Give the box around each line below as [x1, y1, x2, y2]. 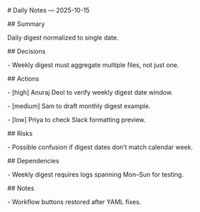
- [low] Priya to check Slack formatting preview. [7, 116, 146, 124]
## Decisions [7, 47, 46, 55]
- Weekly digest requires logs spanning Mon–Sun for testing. [7, 170, 184, 179]
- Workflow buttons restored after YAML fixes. [7, 198, 141, 206]
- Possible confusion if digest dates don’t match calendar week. [7, 143, 193, 151]
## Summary [7, 20, 45, 28]
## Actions [7, 74, 40, 83]
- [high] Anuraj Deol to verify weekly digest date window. [7, 88, 173, 96]
